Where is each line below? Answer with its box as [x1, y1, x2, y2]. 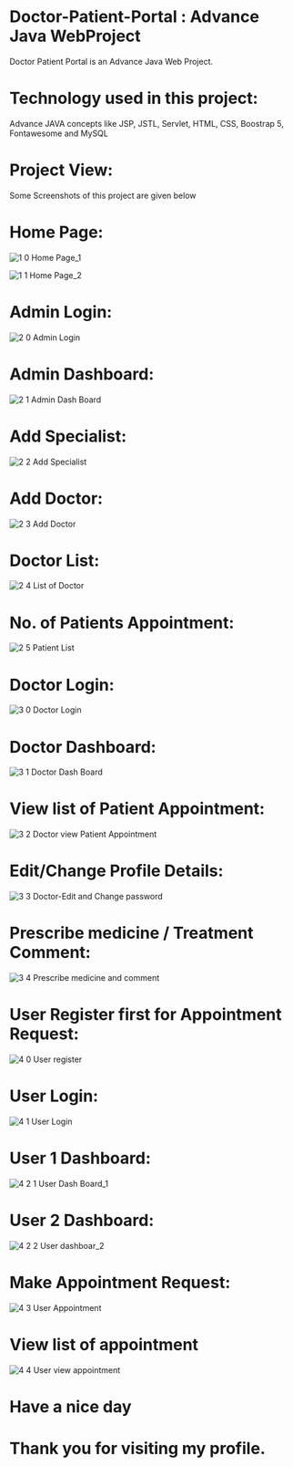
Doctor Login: [9, 674, 116, 695]
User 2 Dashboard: [9, 1211, 155, 1231]
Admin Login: [9, 301, 113, 322]
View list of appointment [9, 1334, 198, 1355]
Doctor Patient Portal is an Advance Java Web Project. [9, 56, 214, 67]
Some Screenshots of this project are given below [9, 190, 197, 201]
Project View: [9, 160, 114, 181]
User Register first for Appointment [9, 1004, 282, 1025]
